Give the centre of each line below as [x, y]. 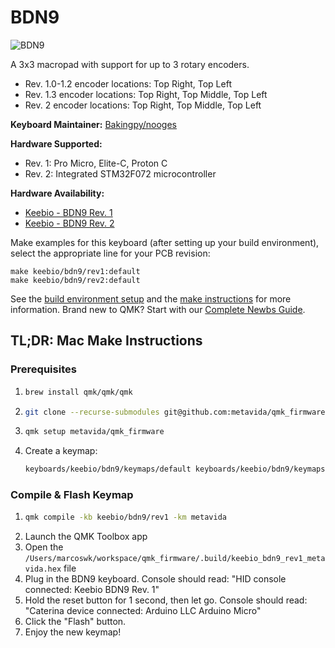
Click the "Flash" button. [75, 622]
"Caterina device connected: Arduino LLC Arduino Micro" [143, 611]
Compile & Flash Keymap [72, 495]
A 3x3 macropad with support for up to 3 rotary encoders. [130, 64]
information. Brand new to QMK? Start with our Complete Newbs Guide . [158, 309]
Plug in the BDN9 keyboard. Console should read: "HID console [155, 579]
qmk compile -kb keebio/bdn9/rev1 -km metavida [125, 517]
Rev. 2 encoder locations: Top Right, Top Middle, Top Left [143, 105]
